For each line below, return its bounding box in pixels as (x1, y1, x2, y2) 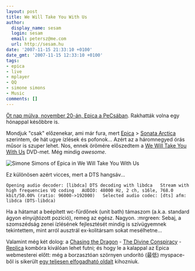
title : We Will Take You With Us (6, 14, 88, 20)
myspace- (160, 251, 185, 258)
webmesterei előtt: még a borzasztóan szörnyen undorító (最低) (6, 251, 159, 258)
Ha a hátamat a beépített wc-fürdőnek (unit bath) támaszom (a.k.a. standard (6, 208, 190, 215)
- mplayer (6, 74, 30, 80)
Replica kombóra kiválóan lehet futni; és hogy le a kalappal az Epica (6, 244, 169, 251)
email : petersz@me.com (11, 36, 67, 42)
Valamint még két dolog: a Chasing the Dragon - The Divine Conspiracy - (6, 238, 182, 245)
